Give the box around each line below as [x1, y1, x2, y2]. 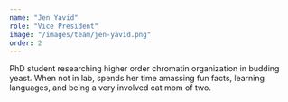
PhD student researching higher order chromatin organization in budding [9, 63, 280, 74]
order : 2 [9, 38, 42, 48]
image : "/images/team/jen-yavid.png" [9, 30, 152, 39]
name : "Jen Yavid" [9, 13, 79, 23]
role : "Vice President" [9, 22, 99, 31]
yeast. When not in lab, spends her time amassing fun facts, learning [9, 73, 265, 84]
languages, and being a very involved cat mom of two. [9, 82, 212, 93]
